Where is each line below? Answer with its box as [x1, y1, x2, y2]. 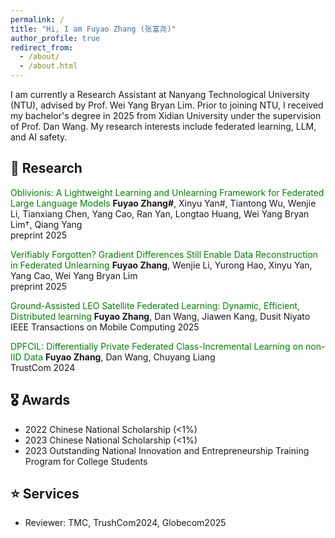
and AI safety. [10, 131, 68, 143]
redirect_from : [10, 42, 74, 53]
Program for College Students [24, 455, 148, 467]
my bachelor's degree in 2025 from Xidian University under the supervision [10, 110, 322, 121]
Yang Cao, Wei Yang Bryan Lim [10, 269, 138, 281]
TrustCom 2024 [10, 361, 76, 373]
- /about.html [19, 61, 78, 71]
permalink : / [10, 14, 65, 25]
